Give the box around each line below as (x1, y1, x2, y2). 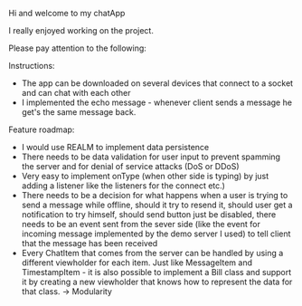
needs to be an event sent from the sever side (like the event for (21, 219, 261, 229)
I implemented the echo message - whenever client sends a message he (21, 97, 293, 108)
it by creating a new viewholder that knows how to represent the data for (21, 276, 293, 287)
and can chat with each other (21, 88, 132, 98)
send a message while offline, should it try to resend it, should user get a (21, 199, 293, 210)
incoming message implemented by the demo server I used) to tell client (21, 228, 291, 239)
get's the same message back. (21, 107, 137, 117)
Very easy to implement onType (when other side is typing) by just (21, 171, 269, 181)
